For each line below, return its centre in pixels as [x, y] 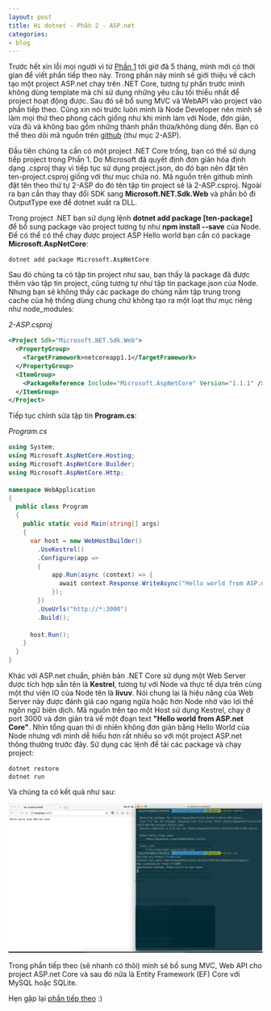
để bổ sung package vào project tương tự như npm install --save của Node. [135, 227]
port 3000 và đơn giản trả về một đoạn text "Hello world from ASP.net [126, 718]
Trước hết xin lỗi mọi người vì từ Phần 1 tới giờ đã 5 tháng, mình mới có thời [132, 67]
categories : [28, 34]
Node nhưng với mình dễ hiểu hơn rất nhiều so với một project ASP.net [125, 736]
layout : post [30, 17]
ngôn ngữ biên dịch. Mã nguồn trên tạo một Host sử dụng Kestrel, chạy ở [129, 710]
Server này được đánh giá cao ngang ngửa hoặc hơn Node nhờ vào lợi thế [131, 701]
